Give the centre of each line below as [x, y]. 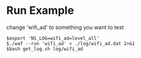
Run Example [40, 11]
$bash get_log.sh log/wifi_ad [45, 49]
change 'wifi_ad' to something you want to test [65, 27]
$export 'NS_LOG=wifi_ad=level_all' [53, 38]
